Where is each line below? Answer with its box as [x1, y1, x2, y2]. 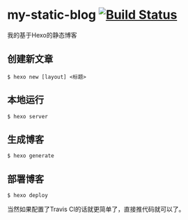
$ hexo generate [7, 152, 54, 159]
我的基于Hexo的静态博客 [7, 31, 77, 39]
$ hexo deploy [7, 192, 49, 199]
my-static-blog [7, 7, 96, 23]
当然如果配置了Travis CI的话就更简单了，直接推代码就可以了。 [7, 205, 185, 214]
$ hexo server [7, 113, 49, 120]
